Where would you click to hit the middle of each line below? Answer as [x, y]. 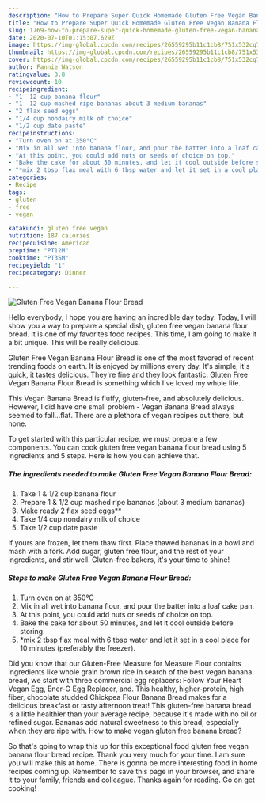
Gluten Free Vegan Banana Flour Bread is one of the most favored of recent [131, 358]
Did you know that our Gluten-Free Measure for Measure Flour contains [125, 664]
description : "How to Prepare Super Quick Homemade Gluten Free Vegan [127, 15]
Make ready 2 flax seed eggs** [70, 511]
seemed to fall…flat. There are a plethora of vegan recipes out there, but [126, 416]
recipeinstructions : [42, 133]
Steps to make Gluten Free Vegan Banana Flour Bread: [100, 578]
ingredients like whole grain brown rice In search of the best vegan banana [130, 672]
